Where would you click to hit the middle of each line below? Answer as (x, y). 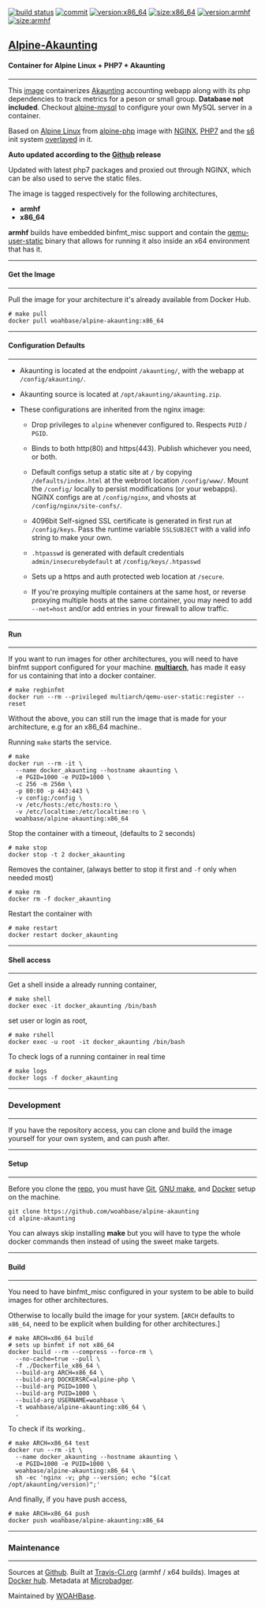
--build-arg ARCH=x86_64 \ (60, 1373)
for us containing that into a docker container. (82, 676)
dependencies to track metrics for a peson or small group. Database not (126, 99)
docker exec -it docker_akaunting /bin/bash (82, 1006)
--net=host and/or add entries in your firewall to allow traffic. (130, 608)
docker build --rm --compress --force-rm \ (81, 1352)
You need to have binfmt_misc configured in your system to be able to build (131, 1292)
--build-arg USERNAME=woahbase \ (70, 1401)
